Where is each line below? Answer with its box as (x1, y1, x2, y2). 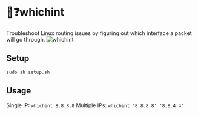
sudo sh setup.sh (6, 69, 50, 75)
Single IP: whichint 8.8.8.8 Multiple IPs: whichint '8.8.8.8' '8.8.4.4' (6, 101, 184, 109)
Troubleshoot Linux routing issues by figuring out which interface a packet (6, 29, 192, 37)
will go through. (6, 36, 45, 43)
